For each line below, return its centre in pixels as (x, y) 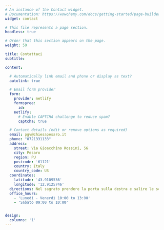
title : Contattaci (24, 54)
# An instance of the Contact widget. (44, 10)
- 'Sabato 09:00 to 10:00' (41, 203)
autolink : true (25, 81)
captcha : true (32, 121)
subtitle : (15, 58)
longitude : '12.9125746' (39, 184)
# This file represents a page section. (47, 27)
